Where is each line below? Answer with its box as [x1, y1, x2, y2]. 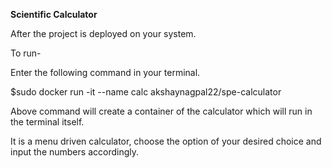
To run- [10, 47, 42, 59]
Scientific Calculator [10, 9, 98, 20]
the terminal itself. [10, 116, 85, 128]
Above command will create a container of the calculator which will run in [10, 105, 313, 117]
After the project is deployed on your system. [10, 28, 197, 39]
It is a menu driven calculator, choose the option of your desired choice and [10, 135, 322, 147]
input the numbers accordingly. [10, 146, 139, 158]
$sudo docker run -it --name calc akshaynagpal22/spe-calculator [10, 86, 282, 98]
